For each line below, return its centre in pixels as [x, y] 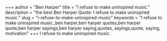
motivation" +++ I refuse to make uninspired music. [58, 33]
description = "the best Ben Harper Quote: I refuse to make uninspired [77, 12]
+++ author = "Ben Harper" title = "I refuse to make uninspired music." [78, 7]
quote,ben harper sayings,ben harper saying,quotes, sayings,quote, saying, [83, 28]
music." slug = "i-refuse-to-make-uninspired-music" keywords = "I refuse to [84, 18]
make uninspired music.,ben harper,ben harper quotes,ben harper [73, 23]
